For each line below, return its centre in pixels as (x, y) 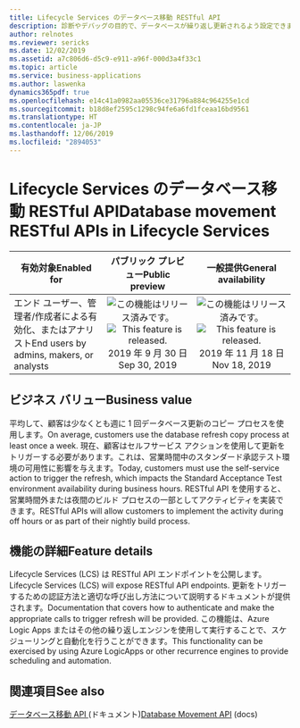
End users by (59, 343)
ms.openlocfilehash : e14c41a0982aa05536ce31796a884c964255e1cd (129, 100)
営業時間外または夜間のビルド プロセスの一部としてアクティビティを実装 (143, 499)
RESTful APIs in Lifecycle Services (140, 231)
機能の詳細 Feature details (81, 551)
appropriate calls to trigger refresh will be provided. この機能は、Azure (139, 619)
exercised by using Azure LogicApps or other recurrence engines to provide (149, 651)
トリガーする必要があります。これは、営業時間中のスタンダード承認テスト (146, 456)
